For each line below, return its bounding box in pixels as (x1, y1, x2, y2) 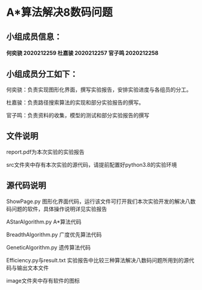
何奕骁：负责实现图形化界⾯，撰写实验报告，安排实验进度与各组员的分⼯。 (6, 86, 192, 93)
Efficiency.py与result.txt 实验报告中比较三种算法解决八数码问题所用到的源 (6, 256, 189, 263)
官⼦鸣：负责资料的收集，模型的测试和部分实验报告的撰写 (6, 111, 149, 118)
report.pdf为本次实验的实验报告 (6, 148, 85, 155)
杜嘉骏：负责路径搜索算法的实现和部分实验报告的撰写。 (6, 98, 144, 106)
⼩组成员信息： (6, 31, 62, 42)
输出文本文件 (16, 264, 49, 271)
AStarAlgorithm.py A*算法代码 (6, 218, 82, 225)
